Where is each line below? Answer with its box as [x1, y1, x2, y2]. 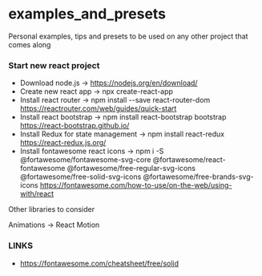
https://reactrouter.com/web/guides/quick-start [19, 103, 177, 113]
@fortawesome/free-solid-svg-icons [19, 172, 142, 181]
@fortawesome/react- [152, 155, 226, 164]
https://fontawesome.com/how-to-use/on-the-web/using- [39, 181, 232, 190]
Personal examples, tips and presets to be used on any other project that [8, 31, 248, 41]
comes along [8, 39, 51, 49]
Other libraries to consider [8, 205, 95, 214]
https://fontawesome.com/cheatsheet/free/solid [19, 258, 179, 268]
